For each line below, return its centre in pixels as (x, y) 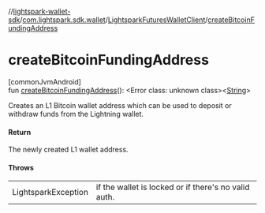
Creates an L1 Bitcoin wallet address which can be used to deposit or (120, 105)
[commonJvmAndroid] (45, 81)
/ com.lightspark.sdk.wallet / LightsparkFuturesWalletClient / (114, 20)
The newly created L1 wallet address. (68, 150)
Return (20, 132)
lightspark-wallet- (42, 11)
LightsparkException (50, 192)
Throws (21, 167)
